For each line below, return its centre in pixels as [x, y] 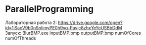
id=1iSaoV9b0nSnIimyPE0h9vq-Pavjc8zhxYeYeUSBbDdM [64, 27]
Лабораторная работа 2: [31, 22]
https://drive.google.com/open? [90, 22]
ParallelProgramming [49, 9]
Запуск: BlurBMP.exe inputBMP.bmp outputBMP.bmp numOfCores [73, 33]
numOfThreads [21, 38]
